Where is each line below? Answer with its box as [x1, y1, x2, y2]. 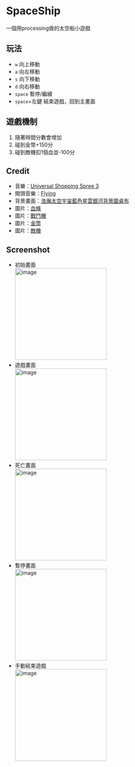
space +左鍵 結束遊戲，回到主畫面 [14, 97, 96, 105]
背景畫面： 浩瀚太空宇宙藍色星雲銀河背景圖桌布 [14, 197, 129, 204]
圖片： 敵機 [14, 227, 41, 234]
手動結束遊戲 [14, 662, 46, 670]
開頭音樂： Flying [14, 190, 56, 197]
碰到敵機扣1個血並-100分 [14, 149, 75, 156]
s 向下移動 [14, 75, 40, 83]
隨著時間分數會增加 [14, 134, 62, 141]
